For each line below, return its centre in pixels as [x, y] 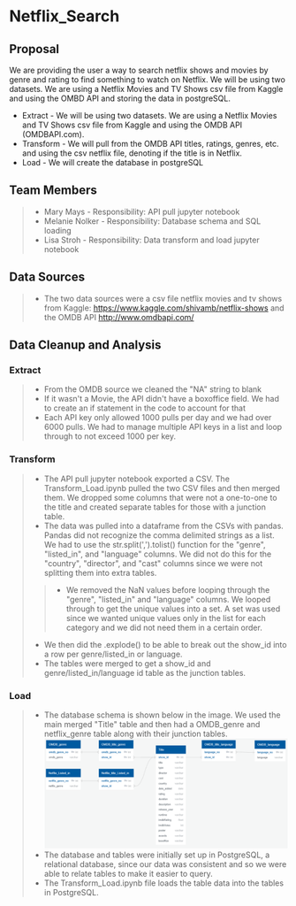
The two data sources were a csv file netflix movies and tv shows [163, 298]
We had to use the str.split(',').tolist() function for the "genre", [155, 544]
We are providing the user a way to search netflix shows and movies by [139, 70]
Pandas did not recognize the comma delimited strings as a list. [159, 535]
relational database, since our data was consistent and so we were [165, 864]
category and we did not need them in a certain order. [164, 627]
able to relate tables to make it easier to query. [129, 873]
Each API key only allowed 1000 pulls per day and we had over [158, 418]
